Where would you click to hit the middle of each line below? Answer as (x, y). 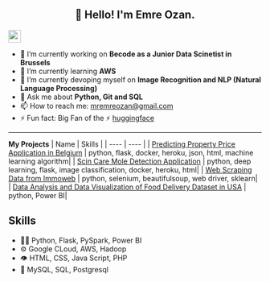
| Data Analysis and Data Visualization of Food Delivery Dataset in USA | (127, 187)
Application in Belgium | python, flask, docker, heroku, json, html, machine (131, 152)
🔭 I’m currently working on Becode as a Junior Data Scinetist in (126, 54)
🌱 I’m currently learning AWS (68, 71)
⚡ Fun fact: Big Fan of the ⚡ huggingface (87, 118)
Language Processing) (59, 88)
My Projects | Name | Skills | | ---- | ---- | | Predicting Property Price (122, 144)
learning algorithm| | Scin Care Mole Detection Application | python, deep (130, 161)
